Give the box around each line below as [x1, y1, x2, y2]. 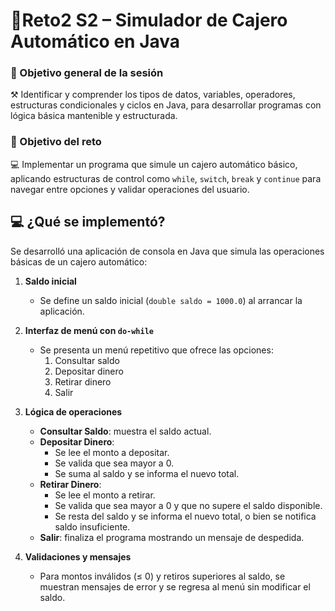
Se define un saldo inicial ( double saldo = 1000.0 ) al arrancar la [39, 294, 303, 306]
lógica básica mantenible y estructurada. [10, 110, 178, 122]
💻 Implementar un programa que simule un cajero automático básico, [10, 158, 298, 170]
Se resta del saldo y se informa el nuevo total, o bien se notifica [54, 510, 317, 522]
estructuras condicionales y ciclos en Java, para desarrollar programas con [10, 99, 322, 111]
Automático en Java [10, 30, 181, 53]
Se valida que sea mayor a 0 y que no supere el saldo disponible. [54, 499, 323, 511]
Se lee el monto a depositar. [54, 446, 170, 458]
